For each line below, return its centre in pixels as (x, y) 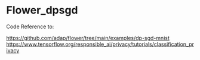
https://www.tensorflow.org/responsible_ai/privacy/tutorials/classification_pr (100, 44)
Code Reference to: (30, 26)
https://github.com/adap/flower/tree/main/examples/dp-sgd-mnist (88, 38)
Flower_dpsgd (42, 10)
